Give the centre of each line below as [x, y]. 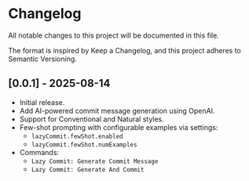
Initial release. [42, 102]
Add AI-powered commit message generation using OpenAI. [117, 110]
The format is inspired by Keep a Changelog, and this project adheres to [125, 50]
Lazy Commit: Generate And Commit [88, 169]
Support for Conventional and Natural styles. [92, 119]
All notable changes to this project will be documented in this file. [114, 35]
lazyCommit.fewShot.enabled [77, 136]
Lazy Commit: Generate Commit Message [95, 161]
